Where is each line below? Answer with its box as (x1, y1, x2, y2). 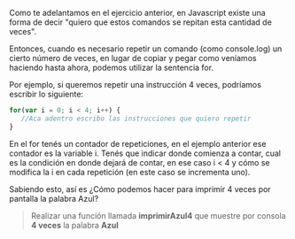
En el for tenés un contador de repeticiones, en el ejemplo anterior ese (9, 138, 267, 149)
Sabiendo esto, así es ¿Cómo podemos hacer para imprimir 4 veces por (9, 183, 272, 194)
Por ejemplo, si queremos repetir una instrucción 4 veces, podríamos (9, 80, 261, 89)
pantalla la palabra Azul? (9, 193, 99, 204)
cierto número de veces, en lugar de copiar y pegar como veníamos (9, 53, 257, 63)
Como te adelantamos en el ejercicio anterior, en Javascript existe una (9, 8, 266, 18)
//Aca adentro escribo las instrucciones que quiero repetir (20, 114, 252, 123)
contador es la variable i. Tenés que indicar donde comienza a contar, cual (9, 148, 282, 158)
